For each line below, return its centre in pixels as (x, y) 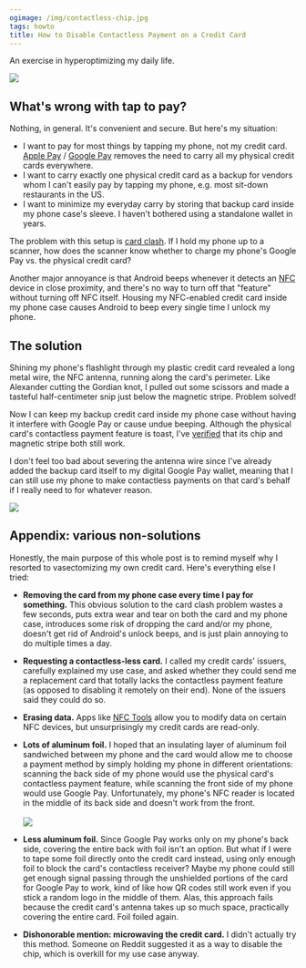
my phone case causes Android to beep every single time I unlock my (140, 307)
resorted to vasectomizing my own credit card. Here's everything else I (143, 567)
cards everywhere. (58, 166)
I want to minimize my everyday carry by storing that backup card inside (158, 204)
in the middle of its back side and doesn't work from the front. (139, 802)
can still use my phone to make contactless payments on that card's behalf (150, 480)
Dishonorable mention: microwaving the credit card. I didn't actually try (159, 934)
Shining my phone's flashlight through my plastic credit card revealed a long (152, 367)
